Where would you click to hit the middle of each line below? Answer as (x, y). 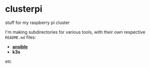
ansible (20, 46)
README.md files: (20, 37)
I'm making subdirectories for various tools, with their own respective (75, 32)
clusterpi (24, 9)
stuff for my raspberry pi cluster (37, 23)
